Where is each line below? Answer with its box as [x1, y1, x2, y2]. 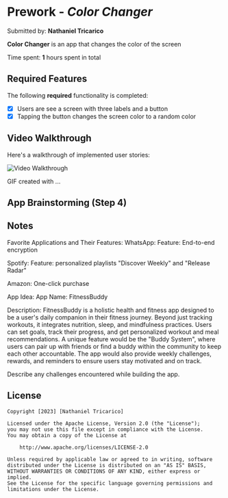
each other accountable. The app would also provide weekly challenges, [7, 350, 212, 358]
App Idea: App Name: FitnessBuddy [7, 292, 108, 301]
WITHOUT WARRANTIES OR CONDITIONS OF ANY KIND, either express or [7, 468, 201, 475]
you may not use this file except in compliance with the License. [7, 425, 204, 433]
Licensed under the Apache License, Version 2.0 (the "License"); [7, 420, 201, 427]
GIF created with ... [7, 177, 61, 185]
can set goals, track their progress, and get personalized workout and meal [7, 328, 219, 336]
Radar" [7, 266, 27, 274]
